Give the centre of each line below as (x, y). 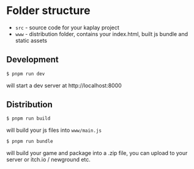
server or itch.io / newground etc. (48, 160)
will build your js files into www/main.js (54, 130)
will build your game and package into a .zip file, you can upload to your (97, 153)
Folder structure (48, 11)
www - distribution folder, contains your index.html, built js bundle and (102, 34)
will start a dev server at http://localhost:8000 (64, 85)
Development (33, 59)
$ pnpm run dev (26, 74)
